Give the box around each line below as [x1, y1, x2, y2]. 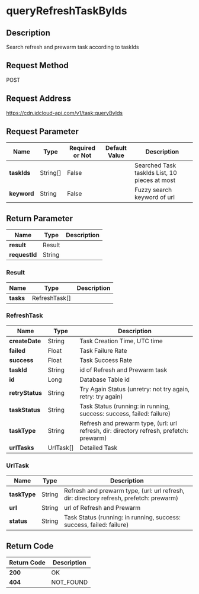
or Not [73, 151, 92, 159]
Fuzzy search [134, 186, 172, 194]
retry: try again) [79, 392, 123, 401]
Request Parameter [6, 126, 79, 137]
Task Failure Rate [79, 346, 127, 355]
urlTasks [9, 443, 34, 452]
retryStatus [9, 388, 43, 397]
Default [105, 144, 127, 152]
